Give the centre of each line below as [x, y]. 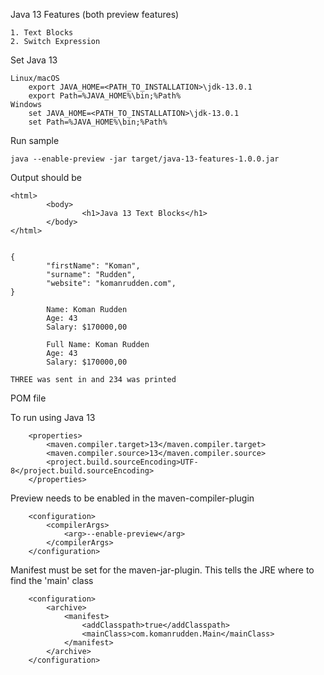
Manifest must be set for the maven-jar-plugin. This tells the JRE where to [162, 570]
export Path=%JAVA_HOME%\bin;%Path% [105, 96]
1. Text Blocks [42, 33]
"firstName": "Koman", [93, 266]
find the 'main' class [52, 580]
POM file [28, 398]
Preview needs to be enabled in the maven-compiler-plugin [132, 498]
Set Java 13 [34, 60]
